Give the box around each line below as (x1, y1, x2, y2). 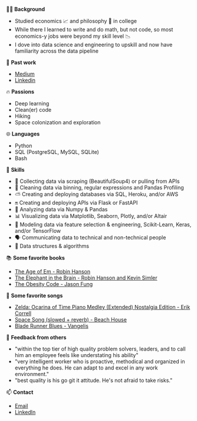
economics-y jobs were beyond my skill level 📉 (14, 33, 131, 40)
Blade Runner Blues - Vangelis (14, 323, 88, 329)
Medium (14, 70, 35, 77)
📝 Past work (6, 59, 37, 66)
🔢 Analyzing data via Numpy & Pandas (14, 206, 108, 213)
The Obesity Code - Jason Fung (14, 281, 93, 287)
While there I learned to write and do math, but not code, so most (14, 26, 173, 33)
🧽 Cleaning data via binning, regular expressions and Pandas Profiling (14, 184, 184, 191)
